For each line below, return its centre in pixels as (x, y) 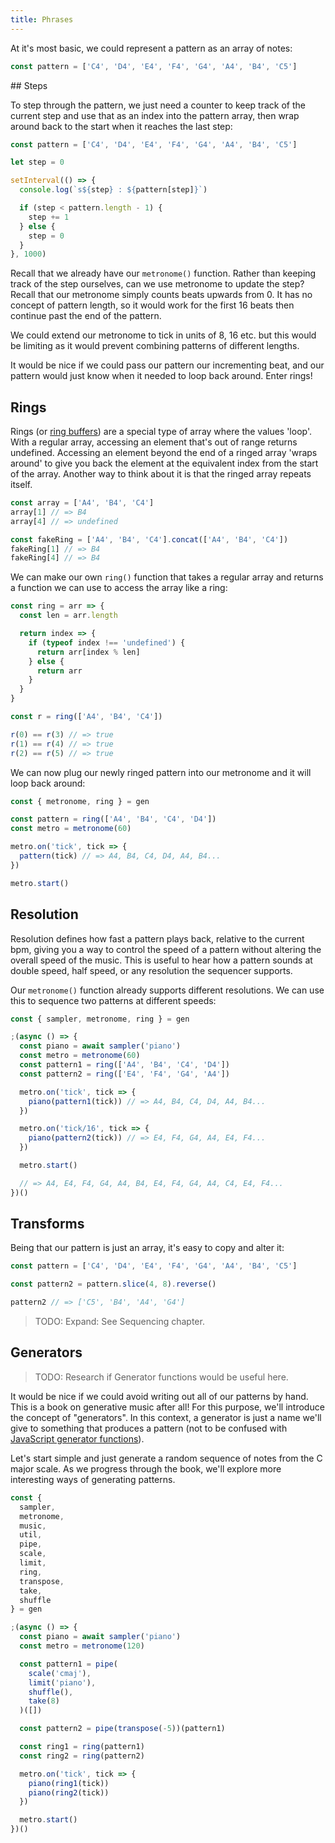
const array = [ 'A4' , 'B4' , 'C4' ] (82, 503)
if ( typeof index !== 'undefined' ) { (107, 642)
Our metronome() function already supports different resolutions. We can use (167, 990)
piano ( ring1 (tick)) (69, 1783)
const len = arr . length (68, 616)
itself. (21, 485)
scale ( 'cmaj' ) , (60, 1673)
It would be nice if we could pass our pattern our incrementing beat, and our (167, 365)
